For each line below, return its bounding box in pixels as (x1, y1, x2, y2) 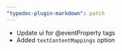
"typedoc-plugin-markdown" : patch (6, 10, 106, 17)
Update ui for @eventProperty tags (16, 29, 116, 37)
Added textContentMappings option (16, 35, 115, 44)
